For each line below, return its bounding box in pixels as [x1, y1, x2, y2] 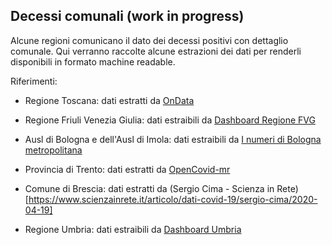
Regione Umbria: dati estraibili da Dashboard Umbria [24, 223, 242, 235]
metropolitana [24, 144, 83, 156]
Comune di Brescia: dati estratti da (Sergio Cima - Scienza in [24, 182, 275, 194]
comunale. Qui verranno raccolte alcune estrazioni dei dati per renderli [10, 45, 302, 57]
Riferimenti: [10, 75, 58, 87]
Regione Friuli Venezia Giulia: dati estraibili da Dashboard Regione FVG [24, 114, 316, 126]
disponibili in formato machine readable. [10, 55, 176, 68]
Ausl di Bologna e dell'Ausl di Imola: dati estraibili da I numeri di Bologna [24, 133, 322, 145]
